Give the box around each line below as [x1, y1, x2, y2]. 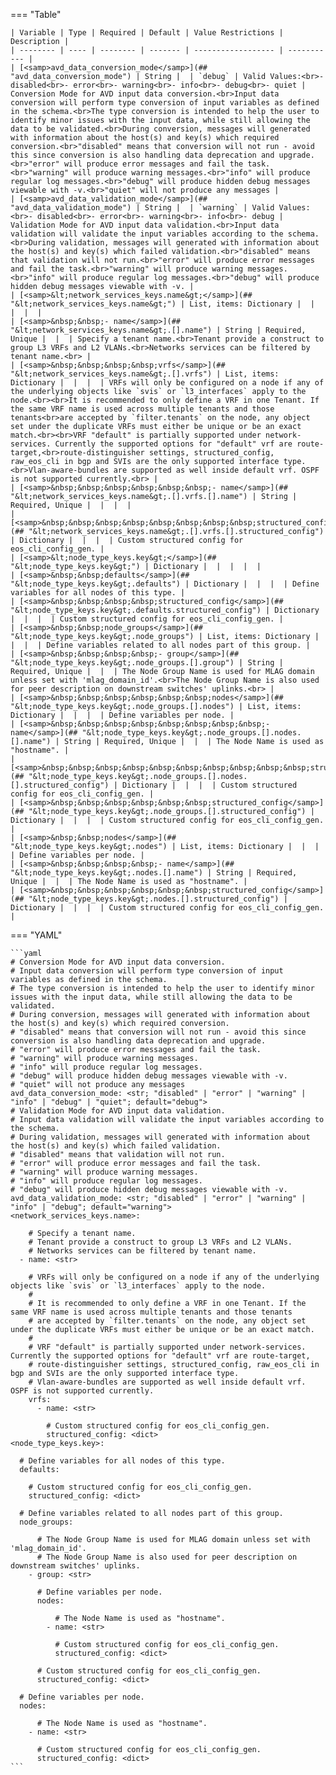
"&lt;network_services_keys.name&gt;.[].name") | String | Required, [10, 325, 307, 335]
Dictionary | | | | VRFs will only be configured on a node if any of [10, 378, 325, 388]
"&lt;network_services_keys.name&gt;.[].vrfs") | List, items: [10, 369, 280, 379]
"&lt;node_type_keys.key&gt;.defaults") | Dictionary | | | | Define [10, 579, 320, 589]
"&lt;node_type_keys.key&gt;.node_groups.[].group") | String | [10, 658, 284, 668]
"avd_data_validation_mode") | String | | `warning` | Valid [10, 203, 275, 213]
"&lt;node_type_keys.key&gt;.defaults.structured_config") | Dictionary [10, 605, 320, 615]
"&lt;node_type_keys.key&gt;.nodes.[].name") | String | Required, [10, 868, 298, 878]
